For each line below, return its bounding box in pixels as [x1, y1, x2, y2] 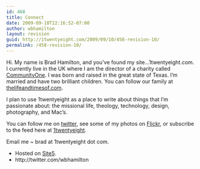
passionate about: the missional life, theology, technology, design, [6, 102, 170, 109]
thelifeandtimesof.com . [6, 84, 64, 91]
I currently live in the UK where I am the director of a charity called [6, 65, 171, 72]
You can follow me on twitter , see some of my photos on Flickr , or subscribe [6, 120, 194, 127]
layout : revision [6, 31, 50, 37]
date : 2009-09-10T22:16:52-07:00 [6, 20, 90, 26]
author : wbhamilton [6, 25, 55, 32]
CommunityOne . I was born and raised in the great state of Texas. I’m [6, 71, 178, 79]
